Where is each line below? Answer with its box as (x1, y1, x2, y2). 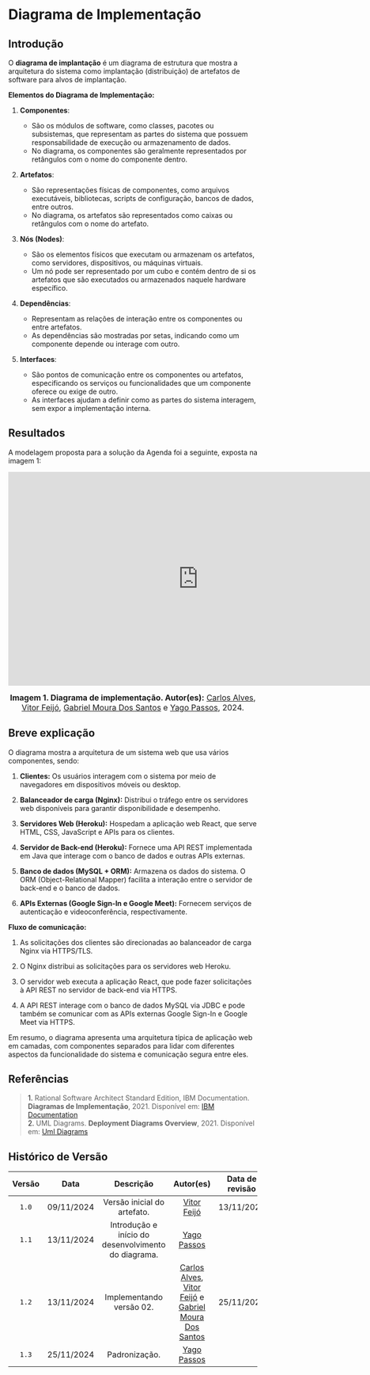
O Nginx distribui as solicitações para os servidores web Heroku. (19, 961, 232, 971)
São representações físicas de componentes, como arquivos (31, 185, 230, 195)
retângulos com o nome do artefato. (31, 219, 149, 228)
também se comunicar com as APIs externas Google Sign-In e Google (19, 1008, 248, 1019)
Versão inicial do (103, 1197, 164, 1208)
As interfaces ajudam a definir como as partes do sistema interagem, (31, 395, 257, 405)
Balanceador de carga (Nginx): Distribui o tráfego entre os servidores (19, 794, 249, 805)
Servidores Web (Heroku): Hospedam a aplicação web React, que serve (19, 818, 257, 828)
